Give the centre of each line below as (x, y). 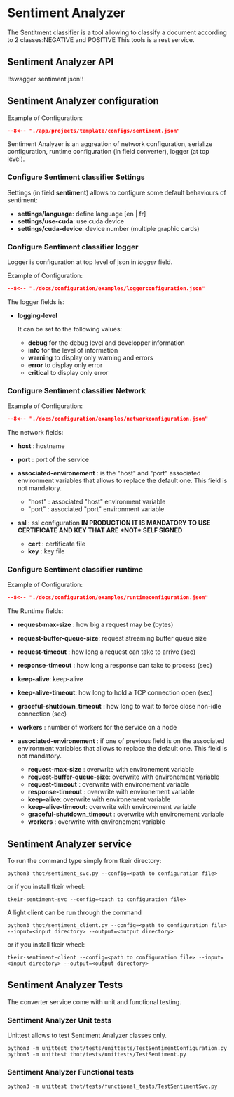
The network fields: (35, 433)
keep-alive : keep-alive (50, 679)
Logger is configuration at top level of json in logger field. (90, 262)
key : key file (46, 551)
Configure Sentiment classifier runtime (75, 569)
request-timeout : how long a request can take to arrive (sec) (106, 652)
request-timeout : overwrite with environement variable (109, 784)
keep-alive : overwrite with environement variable (99, 799)
